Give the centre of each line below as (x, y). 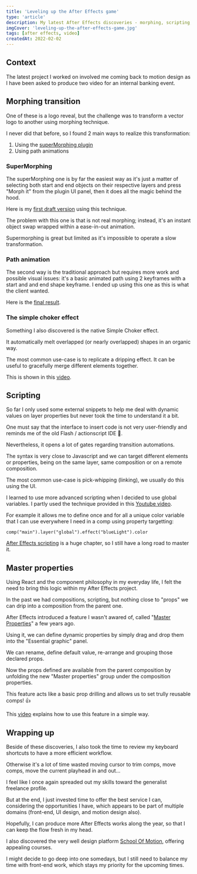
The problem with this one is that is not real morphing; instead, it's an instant (98, 220)
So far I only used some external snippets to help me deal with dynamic (92, 409)
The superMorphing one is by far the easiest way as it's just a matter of (92, 179)
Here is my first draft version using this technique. (67, 209)
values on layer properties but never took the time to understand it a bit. (93, 416)
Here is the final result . (33, 302)
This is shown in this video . (39, 377)
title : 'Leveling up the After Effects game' (62, 11)
